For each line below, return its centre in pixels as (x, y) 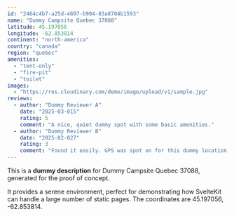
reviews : (20, 99)
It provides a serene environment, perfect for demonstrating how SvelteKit (115, 191)
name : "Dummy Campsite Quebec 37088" (62, 20)
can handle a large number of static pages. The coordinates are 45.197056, (116, 199)
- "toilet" (29, 79)
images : (19, 86)
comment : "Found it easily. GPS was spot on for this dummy (109, 151)
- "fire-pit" (33, 72)
